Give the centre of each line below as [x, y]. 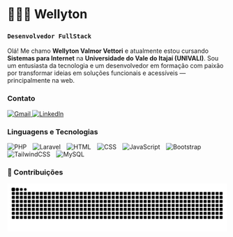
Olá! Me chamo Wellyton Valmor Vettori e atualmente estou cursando [108, 51]
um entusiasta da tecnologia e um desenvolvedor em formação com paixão [115, 66]
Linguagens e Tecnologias [53, 131]
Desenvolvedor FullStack [50, 36]
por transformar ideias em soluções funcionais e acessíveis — [97, 73]
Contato [21, 99]
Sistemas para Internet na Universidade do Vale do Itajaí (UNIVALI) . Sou [113, 58]
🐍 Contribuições [35, 172]
